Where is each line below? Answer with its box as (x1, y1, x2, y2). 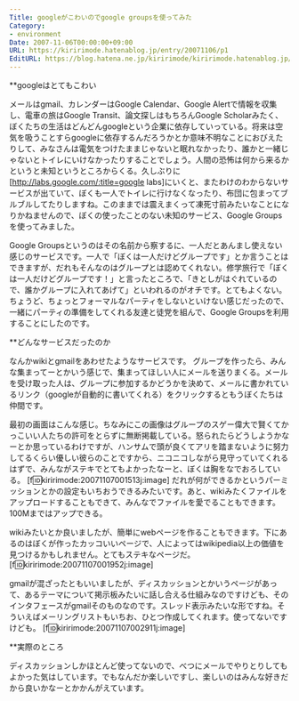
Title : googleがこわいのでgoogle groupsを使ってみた (9, 12, 193, 22)
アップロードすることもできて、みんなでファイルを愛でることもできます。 (9, 497, 280, 507)
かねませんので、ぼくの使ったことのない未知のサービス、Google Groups (16, 210, 283, 221)
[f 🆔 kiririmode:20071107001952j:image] (9, 560, 154, 569)
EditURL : (9, 54, 42, 63)
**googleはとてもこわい (9, 80, 97, 90)
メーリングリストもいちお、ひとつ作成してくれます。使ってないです (39, 611, 287, 622)
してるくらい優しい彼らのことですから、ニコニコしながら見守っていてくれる (9, 453, 289, 463)
